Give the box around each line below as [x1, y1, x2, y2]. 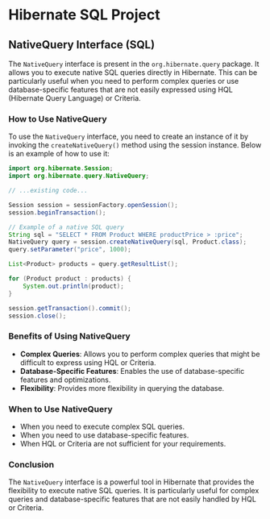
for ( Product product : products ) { [8, 275, 131, 283]
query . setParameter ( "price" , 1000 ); [8, 246, 131, 254]
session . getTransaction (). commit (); [8, 304, 131, 312]
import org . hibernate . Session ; [8, 164, 114, 172]
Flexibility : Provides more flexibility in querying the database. [19, 383, 225, 392]
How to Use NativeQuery [8, 113, 107, 124]
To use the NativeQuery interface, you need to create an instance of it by [8, 131, 248, 142]
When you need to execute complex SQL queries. [19, 421, 185, 432]
